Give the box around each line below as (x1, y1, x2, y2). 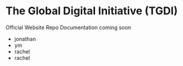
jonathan (14, 35, 36, 42)
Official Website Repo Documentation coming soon (5, 24, 132, 31)
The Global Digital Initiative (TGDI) (5, 4, 178, 18)
